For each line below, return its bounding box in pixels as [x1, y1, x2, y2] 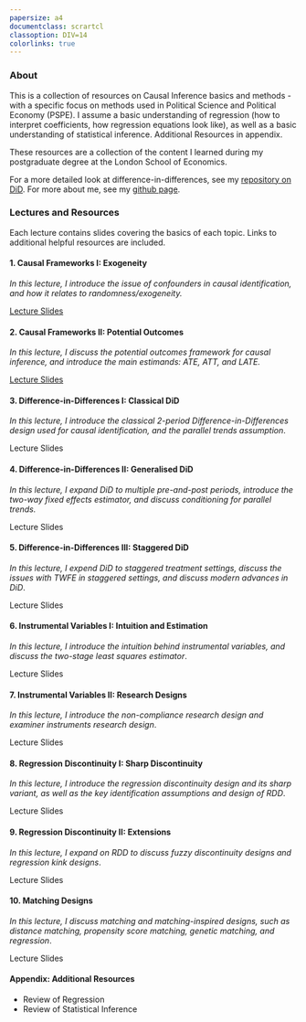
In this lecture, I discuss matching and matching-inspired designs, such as [9, 915, 290, 926]
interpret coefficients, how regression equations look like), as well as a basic [9, 119, 297, 130]
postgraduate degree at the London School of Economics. [9, 156, 227, 167]
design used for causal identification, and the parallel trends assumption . [9, 425, 286, 436]
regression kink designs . [9, 857, 102, 868]
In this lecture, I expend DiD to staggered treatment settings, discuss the [9, 562, 282, 573]
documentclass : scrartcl [9, 22, 104, 31]
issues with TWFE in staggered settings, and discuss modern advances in [9, 572, 289, 583]
